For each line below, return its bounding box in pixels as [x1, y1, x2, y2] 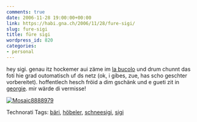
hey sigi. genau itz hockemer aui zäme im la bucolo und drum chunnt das [6, 65, 191, 73]
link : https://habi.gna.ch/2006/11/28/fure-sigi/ [6, 20, 136, 26]
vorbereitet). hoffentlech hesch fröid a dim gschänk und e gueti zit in [6, 78, 179, 85]
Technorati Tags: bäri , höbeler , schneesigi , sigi [6, 108, 124, 116]
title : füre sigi [6, 32, 51, 38]
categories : [6, 43, 37, 49]
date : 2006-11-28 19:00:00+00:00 [6, 15, 92, 21]
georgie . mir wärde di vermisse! [6, 85, 86, 92]
